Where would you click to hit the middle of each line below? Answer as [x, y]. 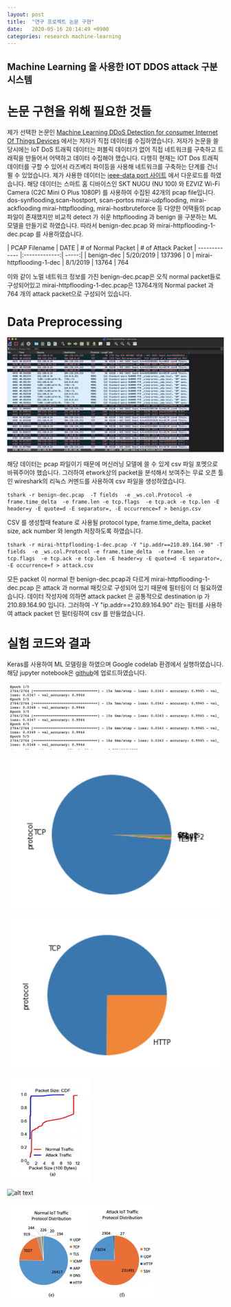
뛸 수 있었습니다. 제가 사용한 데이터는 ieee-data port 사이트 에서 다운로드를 [108, 175]
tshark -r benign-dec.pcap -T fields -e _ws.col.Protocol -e [100, 495]
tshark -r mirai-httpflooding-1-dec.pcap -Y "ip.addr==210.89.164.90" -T [115, 545]
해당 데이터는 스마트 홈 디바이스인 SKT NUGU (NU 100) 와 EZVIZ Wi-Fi [123, 184]
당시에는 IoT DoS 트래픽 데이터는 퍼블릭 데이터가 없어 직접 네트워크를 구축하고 [112, 149]
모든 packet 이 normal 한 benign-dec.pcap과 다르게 [78, 579]
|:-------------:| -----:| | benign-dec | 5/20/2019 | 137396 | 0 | [107, 255]
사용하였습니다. [63, 234]
